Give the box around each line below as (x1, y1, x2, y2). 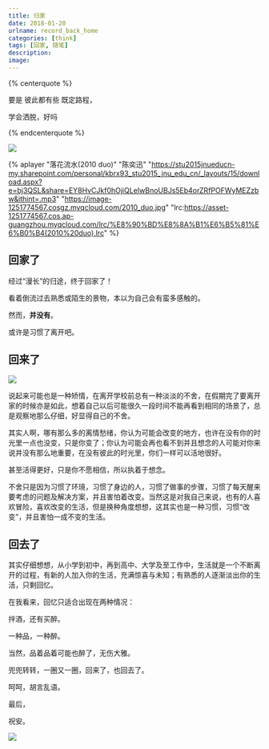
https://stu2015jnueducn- (151, 159, 235, 169)
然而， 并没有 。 (8, 310, 58, 320)
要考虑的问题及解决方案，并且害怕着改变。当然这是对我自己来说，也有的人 (8, 492, 254, 501)
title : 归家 (8, 11, 46, 20)
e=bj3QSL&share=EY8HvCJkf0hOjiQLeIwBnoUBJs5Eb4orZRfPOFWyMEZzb (8, 185, 259, 195)
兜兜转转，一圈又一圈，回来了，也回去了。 (8, 666, 149, 675)
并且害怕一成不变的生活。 (25, 512, 110, 521)
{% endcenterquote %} (8, 127, 86, 137)
